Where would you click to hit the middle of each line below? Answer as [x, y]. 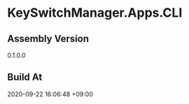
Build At [25, 77]
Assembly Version [48, 39]
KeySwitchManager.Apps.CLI [95, 13]
